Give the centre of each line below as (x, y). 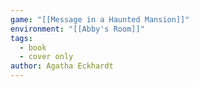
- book (33, 47)
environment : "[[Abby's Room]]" (77, 29)
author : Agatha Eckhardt (62, 66)
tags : (21, 38)
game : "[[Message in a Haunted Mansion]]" (100, 19)
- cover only (46, 57)
